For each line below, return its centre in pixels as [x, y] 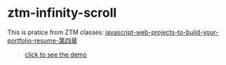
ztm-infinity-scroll [62, 13]
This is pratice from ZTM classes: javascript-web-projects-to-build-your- [113, 32]
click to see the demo [55, 55]
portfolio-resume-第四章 [42, 41]
